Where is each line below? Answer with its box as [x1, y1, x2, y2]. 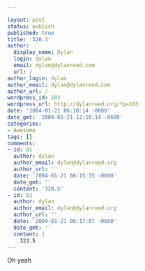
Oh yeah [7, 256, 31, 265]
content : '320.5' [13, 185, 64, 192]
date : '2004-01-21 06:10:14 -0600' [7, 108, 111, 115]
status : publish [7, 22, 54, 30]
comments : [7, 140, 36, 147]
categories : [7, 120, 42, 127]
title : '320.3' [7, 36, 52, 43]
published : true [7, 29, 54, 36]
